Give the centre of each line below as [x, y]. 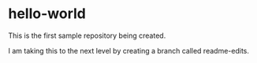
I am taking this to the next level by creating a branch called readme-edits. [129, 50]
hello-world [47, 14]
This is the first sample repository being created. [87, 35]
